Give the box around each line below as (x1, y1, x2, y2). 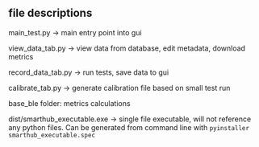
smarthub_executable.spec (8, 131, 95, 139)
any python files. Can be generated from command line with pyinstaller (8, 122, 250, 132)
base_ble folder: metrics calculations (8, 98, 131, 108)
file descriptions (8, 6, 93, 20)
